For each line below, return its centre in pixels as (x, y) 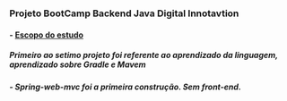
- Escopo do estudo (46, 35)
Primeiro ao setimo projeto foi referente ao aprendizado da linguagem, (143, 55)
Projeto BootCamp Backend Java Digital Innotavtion (124, 13)
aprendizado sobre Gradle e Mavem (78, 64)
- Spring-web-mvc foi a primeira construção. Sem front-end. (126, 87)
